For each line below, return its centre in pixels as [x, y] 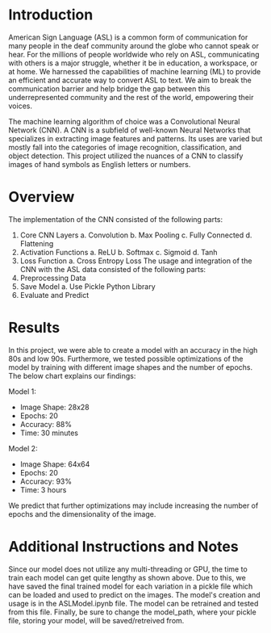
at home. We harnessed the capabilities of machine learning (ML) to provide [135, 71]
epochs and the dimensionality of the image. [82, 514]
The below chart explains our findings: [72, 375]
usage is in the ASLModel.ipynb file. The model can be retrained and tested [133, 603]
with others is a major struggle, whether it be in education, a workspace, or [133, 63]
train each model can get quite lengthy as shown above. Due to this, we [127, 577]
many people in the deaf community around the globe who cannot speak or [134, 45]
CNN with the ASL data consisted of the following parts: [113, 269]
